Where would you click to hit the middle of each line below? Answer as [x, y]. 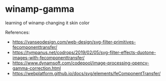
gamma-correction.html [36, 68]
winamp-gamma [40, 9]
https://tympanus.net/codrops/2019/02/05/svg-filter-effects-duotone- [84, 52]
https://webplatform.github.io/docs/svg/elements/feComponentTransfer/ [86, 73]
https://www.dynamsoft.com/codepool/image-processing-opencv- [81, 63]
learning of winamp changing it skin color [47, 23]
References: [17, 32]
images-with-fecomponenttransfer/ [49, 57]
